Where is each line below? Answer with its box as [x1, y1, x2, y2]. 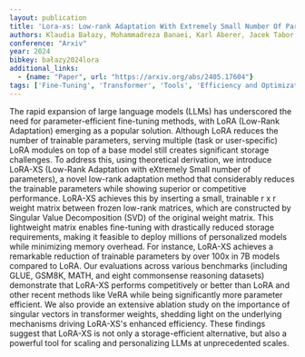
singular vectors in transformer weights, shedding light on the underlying [9, 308, 282, 319]
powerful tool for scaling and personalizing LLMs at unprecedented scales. [9, 337, 290, 348]
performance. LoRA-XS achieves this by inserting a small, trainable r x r [9, 193, 277, 203]
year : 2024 [9, 47, 51, 56]
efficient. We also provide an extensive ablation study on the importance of [9, 299, 290, 310]
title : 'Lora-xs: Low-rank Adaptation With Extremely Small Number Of [9, 22, 282, 31]
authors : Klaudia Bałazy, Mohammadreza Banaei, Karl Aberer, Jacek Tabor [9, 30, 295, 39]
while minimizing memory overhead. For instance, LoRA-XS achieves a [9, 241, 274, 252]
